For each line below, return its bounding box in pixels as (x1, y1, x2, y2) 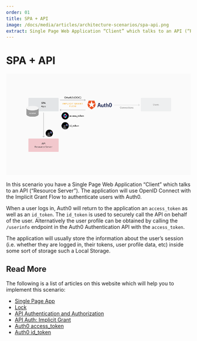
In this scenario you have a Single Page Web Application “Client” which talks (6, 181, 191, 188)
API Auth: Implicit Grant (14, 316, 72, 323)
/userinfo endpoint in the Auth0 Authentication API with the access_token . (6, 223, 185, 230)
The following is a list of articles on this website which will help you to (6, 279, 174, 287)
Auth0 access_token (14, 322, 64, 329)
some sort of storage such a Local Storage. (6, 247, 111, 254)
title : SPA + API (6, 15, 49, 22)
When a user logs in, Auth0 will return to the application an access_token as (6, 204, 188, 211)
